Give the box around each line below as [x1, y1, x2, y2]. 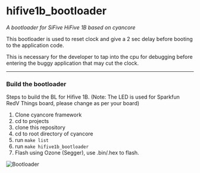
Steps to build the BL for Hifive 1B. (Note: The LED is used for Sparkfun [6, 93, 180, 100]
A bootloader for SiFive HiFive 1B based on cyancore [6, 24, 136, 31]
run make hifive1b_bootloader [14, 143, 89, 150]
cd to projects [14, 118, 49, 125]
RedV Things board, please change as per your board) [6, 100, 140, 107]
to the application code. [6, 42, 64, 49]
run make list [14, 137, 49, 144]
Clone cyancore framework [14, 111, 82, 118]
